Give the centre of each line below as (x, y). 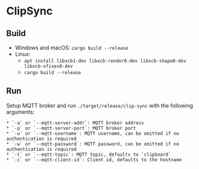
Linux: (23, 54)
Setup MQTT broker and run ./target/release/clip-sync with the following (100, 105)
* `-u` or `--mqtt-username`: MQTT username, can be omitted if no (93, 134)
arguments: (21, 112)
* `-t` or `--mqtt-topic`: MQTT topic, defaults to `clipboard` (89, 155)
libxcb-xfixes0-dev (49, 66)
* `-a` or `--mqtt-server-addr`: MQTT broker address (75, 123)
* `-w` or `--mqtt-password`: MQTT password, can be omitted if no (93, 144)
